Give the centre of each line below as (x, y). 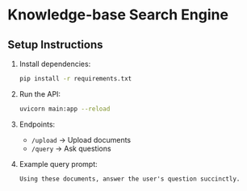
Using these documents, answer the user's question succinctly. (130, 179)
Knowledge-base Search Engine (118, 15)
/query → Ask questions (71, 148)
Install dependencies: (55, 64)
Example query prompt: (58, 164)
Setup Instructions (55, 45)
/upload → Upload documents (81, 139)
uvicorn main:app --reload (65, 109)
